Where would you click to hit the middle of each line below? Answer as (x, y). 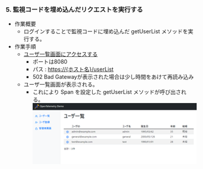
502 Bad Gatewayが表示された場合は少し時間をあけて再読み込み (113, 77)
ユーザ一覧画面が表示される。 (61, 85)
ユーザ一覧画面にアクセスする (61, 54)
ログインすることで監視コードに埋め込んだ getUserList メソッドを (106, 31)
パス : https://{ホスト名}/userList (73, 69)
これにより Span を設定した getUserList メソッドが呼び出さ (107, 92)
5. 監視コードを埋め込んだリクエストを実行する (75, 9)
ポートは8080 (50, 62)
